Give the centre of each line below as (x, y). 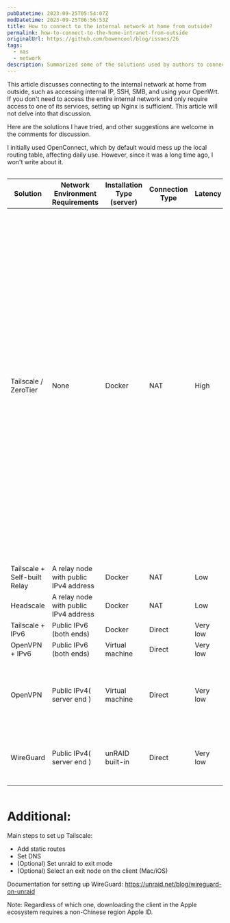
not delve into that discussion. (50, 113)
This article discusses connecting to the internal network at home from (107, 84)
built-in (117, 761)
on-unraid (21, 891)
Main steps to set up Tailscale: (50, 835)
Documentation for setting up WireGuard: (65, 884)
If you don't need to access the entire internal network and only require (107, 99)
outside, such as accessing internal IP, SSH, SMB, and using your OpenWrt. (113, 91)
